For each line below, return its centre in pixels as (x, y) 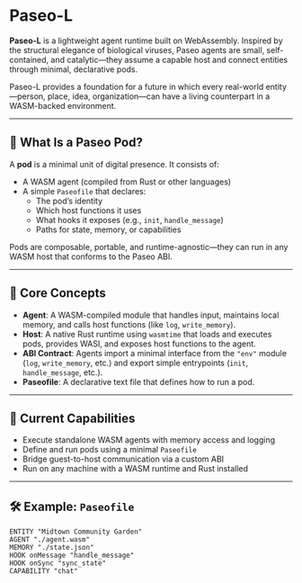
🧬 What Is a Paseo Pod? (76, 143)
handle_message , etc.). (62, 372)
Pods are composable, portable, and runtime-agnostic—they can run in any (149, 247)
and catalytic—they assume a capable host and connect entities (169, 59)
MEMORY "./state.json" (52, 548)
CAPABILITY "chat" (44, 571)
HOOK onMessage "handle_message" (72, 556)
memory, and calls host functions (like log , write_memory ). (129, 324)
